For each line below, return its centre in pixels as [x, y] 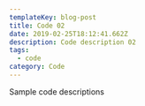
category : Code [37, 67]
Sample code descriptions [57, 91]
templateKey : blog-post [53, 17]
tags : [19, 50]
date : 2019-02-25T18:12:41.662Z [69, 34]
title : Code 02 [37, 26]
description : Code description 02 [73, 42]
